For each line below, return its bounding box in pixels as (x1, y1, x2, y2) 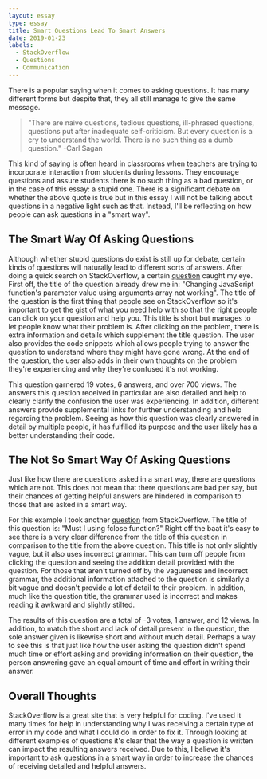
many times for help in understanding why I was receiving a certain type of (8, 719, 254, 729)
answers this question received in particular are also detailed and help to (8, 388, 247, 397)
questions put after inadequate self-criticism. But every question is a (27, 126, 253, 136)
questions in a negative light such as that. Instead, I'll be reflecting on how (8, 201, 252, 210)
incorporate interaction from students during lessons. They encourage (8, 167, 239, 176)
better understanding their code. (8, 430, 116, 439)
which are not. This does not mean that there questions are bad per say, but (8, 483, 257, 493)
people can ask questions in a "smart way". (8, 209, 151, 219)
